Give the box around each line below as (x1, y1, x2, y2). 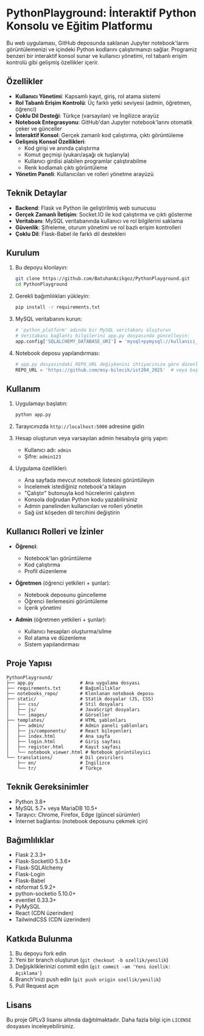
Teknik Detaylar (6, 188, 68, 198)
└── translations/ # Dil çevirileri (6, 754, 124, 760)
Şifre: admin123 (24, 453, 62, 460)
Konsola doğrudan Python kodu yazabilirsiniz (24, 496, 138, 503)
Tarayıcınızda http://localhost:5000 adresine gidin (15, 423, 145, 430)
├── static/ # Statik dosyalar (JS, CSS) (6, 696, 154, 702)
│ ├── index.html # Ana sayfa (6, 733, 111, 739)
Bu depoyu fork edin (15, 950, 67, 957)
